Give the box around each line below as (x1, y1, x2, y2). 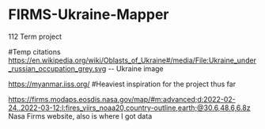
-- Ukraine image (108, 63, 164, 73)
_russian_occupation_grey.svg (8, 63, 107, 73)
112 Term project (8, 32, 62, 41)
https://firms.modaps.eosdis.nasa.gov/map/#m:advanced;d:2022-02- (8, 94, 236, 104)
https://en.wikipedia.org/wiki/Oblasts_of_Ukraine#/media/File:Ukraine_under (8, 55, 257, 65)
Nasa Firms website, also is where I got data (8, 111, 153, 120)
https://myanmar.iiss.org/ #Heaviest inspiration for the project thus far (8, 79, 236, 89)
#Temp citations (8, 47, 61, 56)
